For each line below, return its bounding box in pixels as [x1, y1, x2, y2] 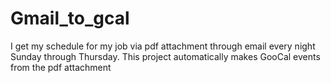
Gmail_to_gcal [10, 7, 130, 30]
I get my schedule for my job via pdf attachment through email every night [10, 40, 316, 52]
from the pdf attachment [10, 61, 112, 73]
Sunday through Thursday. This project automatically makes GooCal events [10, 50, 321, 62]
